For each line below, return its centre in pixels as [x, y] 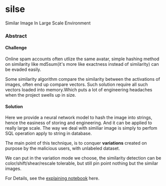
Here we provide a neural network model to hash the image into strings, [79, 118]
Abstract [16, 36]
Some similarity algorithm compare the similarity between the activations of [83, 79]
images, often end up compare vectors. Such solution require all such [77, 85]
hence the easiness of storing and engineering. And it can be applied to [79, 123]
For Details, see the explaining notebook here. [52, 179]
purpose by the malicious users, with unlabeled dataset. [63, 149]
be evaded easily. [23, 70]
